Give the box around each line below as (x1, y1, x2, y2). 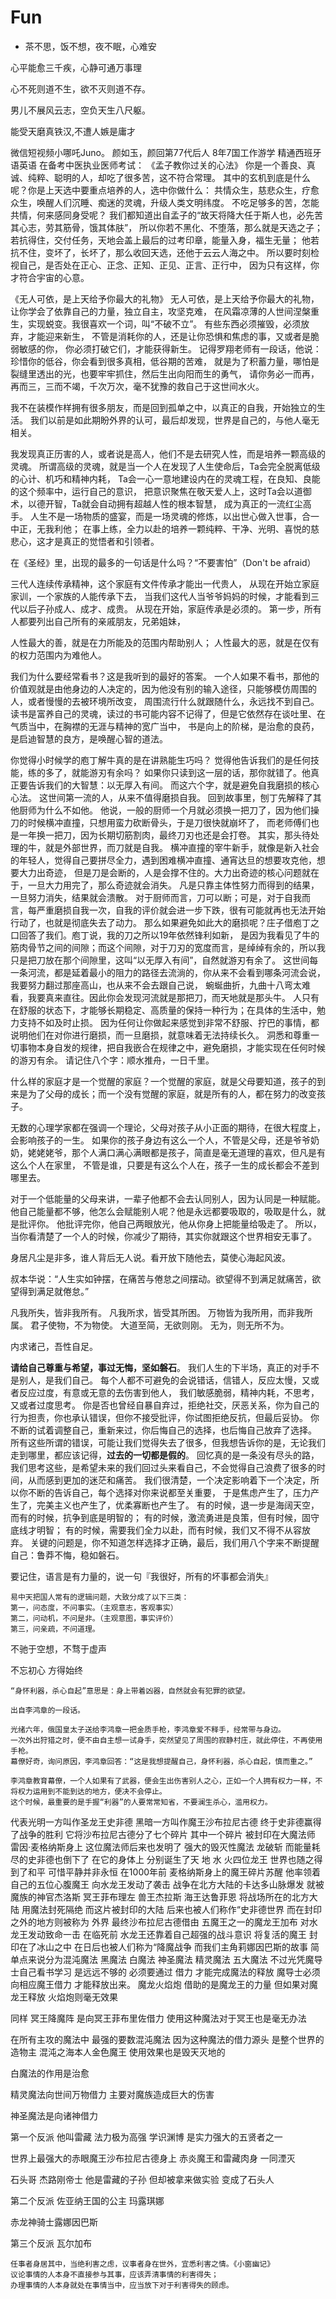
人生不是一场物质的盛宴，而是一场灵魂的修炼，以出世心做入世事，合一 (29, 510, 320, 522)
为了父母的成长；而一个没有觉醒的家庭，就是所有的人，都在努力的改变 (27, 1087, 317, 1100)
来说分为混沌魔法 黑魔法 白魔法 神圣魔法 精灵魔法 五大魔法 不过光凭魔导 (27, 1953, 323, 1965)
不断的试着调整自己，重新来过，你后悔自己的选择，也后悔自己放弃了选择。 (10, 1424, 317, 1436)
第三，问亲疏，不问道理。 (10, 1624, 100, 1634)
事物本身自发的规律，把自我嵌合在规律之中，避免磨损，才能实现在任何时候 (18, 1041, 326, 1053)
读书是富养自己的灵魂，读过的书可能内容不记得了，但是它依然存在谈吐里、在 (10, 707, 326, 720)
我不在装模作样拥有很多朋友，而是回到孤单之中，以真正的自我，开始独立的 (10, 401, 317, 413)
